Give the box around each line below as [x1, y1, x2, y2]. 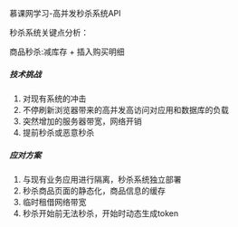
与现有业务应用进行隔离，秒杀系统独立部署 [22, 174, 182, 184]
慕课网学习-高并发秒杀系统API [9, 8, 121, 18]
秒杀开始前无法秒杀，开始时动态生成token [22, 207, 179, 219]
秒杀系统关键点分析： [9, 27, 89, 38]
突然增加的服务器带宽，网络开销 [22, 116, 142, 127]
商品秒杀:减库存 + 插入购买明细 [9, 46, 125, 57]
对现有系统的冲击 [22, 93, 87, 104]
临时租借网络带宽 [22, 196, 87, 207]
